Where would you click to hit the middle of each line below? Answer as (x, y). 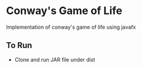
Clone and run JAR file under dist (55, 59)
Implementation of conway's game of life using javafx (71, 27)
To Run (19, 45)
